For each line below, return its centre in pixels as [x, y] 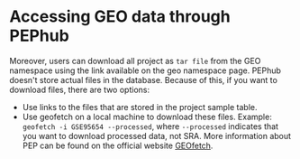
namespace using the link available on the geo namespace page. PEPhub [145, 70]
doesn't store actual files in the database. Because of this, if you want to [143, 79]
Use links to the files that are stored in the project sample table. [140, 107]
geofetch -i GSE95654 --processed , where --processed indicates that [150, 126]
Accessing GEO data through [120, 17]
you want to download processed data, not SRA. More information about [156, 136]
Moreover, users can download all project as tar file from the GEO [135, 61]
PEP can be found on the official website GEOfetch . [118, 145]
